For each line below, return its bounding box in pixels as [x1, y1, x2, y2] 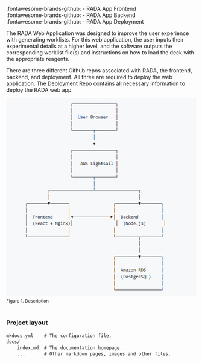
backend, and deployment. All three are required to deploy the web [6, 74, 173, 80]
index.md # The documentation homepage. [17, 344, 122, 351]
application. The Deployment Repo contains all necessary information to [6, 80, 186, 87]
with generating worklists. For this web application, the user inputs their [6, 36, 184, 43]
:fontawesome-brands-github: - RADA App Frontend [6, 5, 137, 12]
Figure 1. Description [6, 298, 49, 304]
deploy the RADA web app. [6, 86, 74, 93]
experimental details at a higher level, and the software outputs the [6, 42, 172, 50]
